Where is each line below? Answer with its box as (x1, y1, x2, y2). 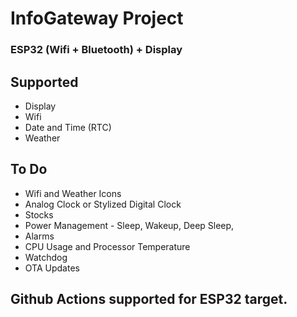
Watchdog (24, 251, 68, 263)
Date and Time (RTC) (24, 121, 112, 133)
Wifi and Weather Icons (24, 187, 122, 199)
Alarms (24, 230, 55, 242)
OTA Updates (24, 262, 80, 274)
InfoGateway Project (10, 7, 184, 30)
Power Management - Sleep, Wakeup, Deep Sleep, (24, 219, 235, 231)
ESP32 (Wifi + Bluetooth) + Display (10, 43, 183, 57)
